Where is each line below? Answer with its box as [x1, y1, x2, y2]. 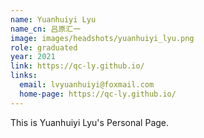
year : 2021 [10, 52, 56, 62]
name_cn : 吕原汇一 [10, 24, 82, 34]
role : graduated [10, 42, 78, 53]
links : [10, 71, 38, 81]
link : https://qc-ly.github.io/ [10, 61, 145, 71]
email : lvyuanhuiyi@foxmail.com [19, 80, 155, 90]
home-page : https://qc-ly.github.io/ [19, 89, 177, 99]
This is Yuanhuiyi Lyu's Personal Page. [10, 116, 170, 128]
